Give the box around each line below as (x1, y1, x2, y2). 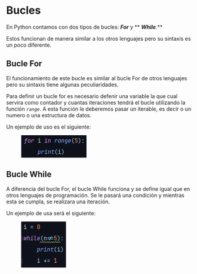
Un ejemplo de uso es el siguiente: (6, 123, 91, 130)
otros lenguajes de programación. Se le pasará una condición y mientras (6, 191, 185, 199)
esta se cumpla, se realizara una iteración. (6, 198, 110, 205)
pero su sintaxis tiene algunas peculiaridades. (6, 81, 119, 88)
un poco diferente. (6, 41, 52, 48)
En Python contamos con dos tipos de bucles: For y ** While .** (6, 23, 163, 31)
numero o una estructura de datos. (6, 111, 91, 118)
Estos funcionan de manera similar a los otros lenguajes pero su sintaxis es (6, 35, 191, 42)
